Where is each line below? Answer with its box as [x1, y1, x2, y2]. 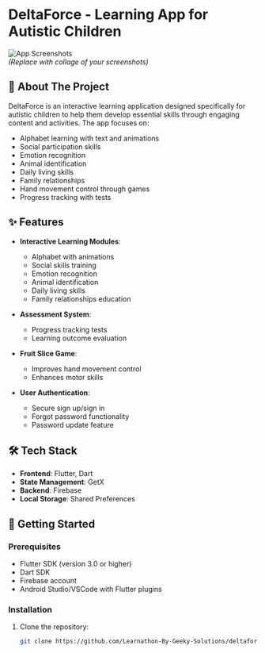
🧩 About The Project [8, 80, 109, 94]
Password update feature [31, 420, 115, 429]
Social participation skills [19, 141, 101, 152]
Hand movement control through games [19, 184, 150, 194]
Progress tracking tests [31, 325, 108, 334]
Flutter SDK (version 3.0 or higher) [19, 559, 132, 569]
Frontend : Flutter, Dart [19, 469, 93, 478]
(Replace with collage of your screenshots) [8, 57, 149, 67]
